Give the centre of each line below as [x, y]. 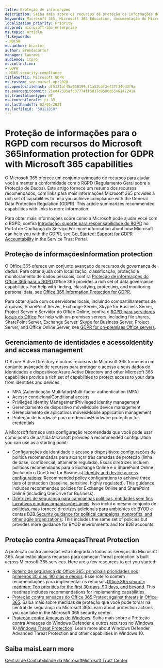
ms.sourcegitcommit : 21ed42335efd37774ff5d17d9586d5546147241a [70, 91]
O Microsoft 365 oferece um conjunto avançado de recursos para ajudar [78, 178]
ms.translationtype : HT [29, 95]
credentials [23, 423]
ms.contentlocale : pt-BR [30, 100]
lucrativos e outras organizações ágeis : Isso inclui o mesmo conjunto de [84, 504]
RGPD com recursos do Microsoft [73, 144]
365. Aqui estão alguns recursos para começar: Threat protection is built [77, 557]
